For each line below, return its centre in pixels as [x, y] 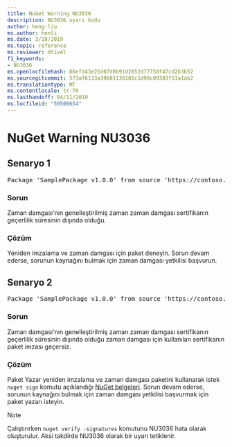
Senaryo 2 [30, 282]
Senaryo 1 [29, 164]
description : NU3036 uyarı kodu [54, 20]
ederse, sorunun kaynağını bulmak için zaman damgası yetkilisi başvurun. [112, 261]
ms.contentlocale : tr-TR [43, 91]
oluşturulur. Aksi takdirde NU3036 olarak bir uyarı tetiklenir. [92, 436]
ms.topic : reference [37, 46]
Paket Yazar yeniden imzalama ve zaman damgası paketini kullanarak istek [114, 379]
